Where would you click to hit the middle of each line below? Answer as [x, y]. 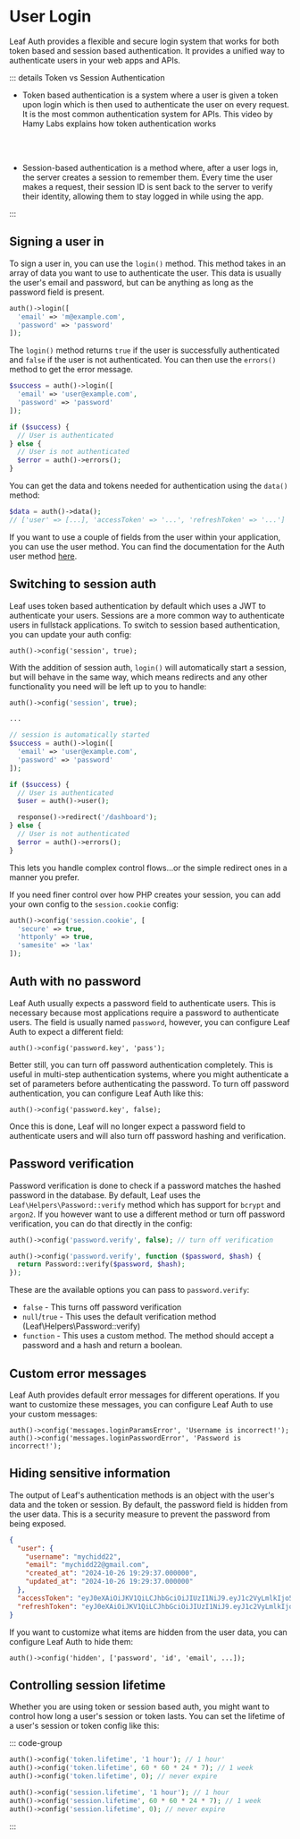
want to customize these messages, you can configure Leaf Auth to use [142, 1404]
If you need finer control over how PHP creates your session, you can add [145, 894]
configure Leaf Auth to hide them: [71, 1641]
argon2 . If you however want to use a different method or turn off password [147, 1214]
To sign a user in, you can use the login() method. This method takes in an [148, 263]
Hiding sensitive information [90, 1473]
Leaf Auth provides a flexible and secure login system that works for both [144, 41]
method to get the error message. [71, 370]
